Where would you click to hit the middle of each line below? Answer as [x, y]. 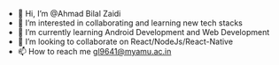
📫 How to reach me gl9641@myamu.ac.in [94, 51]
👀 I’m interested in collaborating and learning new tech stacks [130, 23]
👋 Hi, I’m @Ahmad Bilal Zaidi [69, 14]
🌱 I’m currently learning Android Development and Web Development [143, 32]
